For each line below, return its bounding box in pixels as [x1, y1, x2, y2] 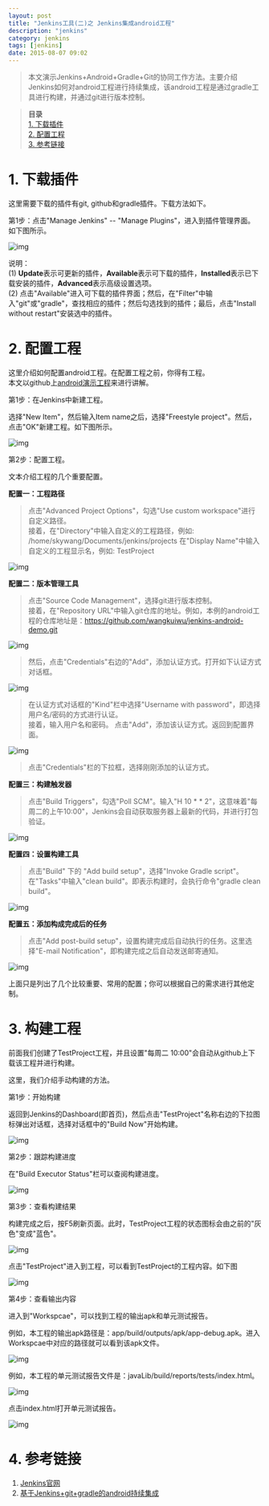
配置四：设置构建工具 [8, 849, 79, 859]
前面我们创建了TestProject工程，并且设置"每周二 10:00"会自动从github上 [8, 1047, 249, 1057]
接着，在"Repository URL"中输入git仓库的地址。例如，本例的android [27, 606, 253, 615]
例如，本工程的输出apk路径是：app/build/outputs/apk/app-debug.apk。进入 [8, 1328, 261, 1337]
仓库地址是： [42, 615, 85, 625]
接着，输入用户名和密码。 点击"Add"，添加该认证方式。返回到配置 [27, 720, 247, 729]
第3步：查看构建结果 [8, 1202, 76, 1211]
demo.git [27, 624, 58, 635]
